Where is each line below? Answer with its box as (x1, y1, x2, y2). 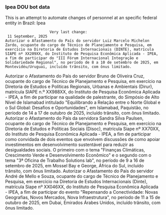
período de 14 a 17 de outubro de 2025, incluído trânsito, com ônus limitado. (5, 110, 161, 116)
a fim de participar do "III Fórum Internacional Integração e (5, 56, 139, 61)
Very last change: (49, 30, 88, 35)
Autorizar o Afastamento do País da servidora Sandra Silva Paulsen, (5, 115, 144, 121)
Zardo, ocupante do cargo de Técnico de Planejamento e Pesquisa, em (5, 43, 152, 48)
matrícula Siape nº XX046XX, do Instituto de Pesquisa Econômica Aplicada (5, 184, 159, 190)
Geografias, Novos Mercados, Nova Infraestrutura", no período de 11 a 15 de (5, 195, 161, 201)
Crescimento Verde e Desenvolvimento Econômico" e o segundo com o (5, 152, 152, 158)
